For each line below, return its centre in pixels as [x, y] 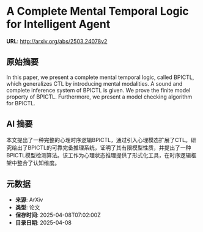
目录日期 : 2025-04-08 [43, 223]
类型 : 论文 [28, 208]
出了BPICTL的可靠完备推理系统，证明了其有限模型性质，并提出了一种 [104, 148]
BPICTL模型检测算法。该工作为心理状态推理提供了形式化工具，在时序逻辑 [99, 155]
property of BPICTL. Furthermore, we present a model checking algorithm [99, 97]
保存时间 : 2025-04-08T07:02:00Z [58, 215]
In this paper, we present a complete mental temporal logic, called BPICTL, [100, 77]
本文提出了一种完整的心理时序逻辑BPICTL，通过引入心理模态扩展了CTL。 [99, 140]
